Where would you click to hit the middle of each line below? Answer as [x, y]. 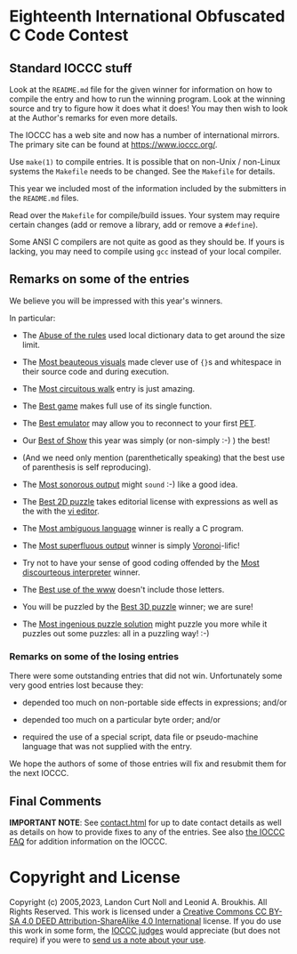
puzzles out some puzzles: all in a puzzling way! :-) [116, 633]
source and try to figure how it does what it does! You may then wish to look [148, 108]
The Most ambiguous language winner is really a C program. [133, 528]
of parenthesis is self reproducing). [86, 467]
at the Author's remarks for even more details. [93, 118]
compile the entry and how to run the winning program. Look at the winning [148, 99]
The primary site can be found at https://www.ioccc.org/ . [113, 145]
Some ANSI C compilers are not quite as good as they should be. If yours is [147, 242]
